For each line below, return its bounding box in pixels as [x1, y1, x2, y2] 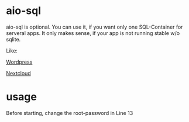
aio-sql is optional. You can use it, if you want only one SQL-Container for [6, 23, 183, 30]
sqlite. [6, 36, 21, 43]
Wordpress [6, 58, 33, 65]
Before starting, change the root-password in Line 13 [6, 109, 133, 116]
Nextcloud [6, 69, 31, 76]
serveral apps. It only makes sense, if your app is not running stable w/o [6, 29, 180, 36]
